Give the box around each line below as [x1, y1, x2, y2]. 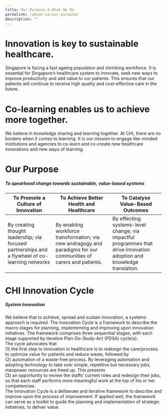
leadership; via [7, 234, 42, 241]
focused [7, 240, 27, 247]
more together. [5, 114, 68, 125]
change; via [112, 228, 140, 235]
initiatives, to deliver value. [5, 404, 60, 410]
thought [7, 228, 26, 235]
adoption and [112, 252, 144, 259]
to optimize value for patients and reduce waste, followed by [5, 351, 129, 357]
